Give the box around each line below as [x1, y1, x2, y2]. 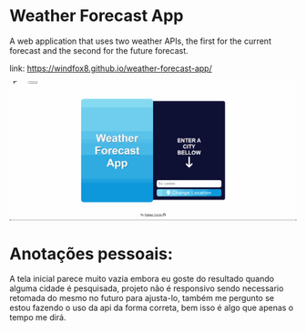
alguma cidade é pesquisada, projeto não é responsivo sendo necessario [9, 283, 284, 294]
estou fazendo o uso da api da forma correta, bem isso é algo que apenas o [9, 302, 294, 314]
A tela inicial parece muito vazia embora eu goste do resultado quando [9, 274, 275, 285]
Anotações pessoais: [9, 243, 173, 264]
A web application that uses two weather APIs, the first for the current [9, 35, 271, 46]
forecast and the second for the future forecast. [9, 45, 189, 55]
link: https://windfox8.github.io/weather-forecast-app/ [9, 63, 212, 74]
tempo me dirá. [9, 312, 66, 323]
